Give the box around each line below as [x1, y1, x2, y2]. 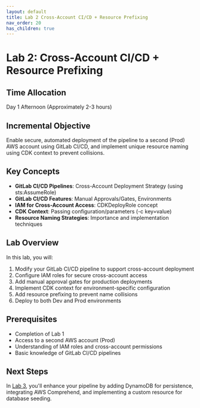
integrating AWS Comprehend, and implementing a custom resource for [6, 389, 183, 396]
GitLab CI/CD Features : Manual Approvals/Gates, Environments [14, 195, 172, 202]
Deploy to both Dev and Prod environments [14, 297, 121, 304]
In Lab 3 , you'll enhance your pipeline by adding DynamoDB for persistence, [6, 382, 193, 389]
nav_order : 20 [6, 20, 42, 26]
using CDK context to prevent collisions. [6, 149, 105, 157]
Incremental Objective [6, 121, 91, 131]
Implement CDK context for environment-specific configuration [14, 284, 171, 292]
